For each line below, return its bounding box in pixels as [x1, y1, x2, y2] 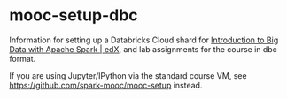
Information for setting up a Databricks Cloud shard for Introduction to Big [9, 34, 279, 45]
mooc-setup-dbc [9, 5, 139, 26]
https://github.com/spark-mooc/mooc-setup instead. [9, 80, 203, 90]
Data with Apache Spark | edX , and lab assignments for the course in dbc [9, 43, 277, 54]
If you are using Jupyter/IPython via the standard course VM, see [9, 70, 247, 80]
